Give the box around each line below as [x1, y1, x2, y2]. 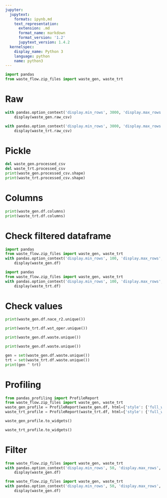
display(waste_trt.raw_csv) [14, 128, 72, 133]
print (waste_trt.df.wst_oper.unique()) [5, 326, 88, 331]
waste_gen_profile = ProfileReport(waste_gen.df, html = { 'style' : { [5, 405, 148, 410]
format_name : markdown [18, 30, 66, 35]
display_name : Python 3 [14, 49, 64, 54]
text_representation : [14, 21, 59, 26]
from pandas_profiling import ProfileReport [5, 395, 99, 401]
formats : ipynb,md [14, 16, 52, 21]
